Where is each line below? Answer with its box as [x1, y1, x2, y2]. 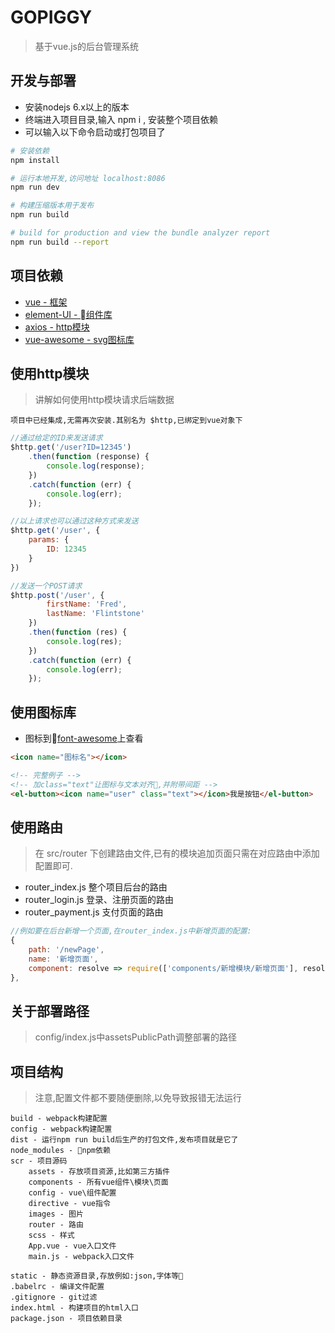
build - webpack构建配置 [10, 1114, 108, 1124]
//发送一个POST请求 [10, 581, 83, 591]
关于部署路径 [10, 1003, 90, 1020]
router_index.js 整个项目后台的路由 [24, 881, 168, 893]
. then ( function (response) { [28, 452, 150, 462]
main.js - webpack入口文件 [28, 1252, 135, 1262]
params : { [28, 535, 70, 545]
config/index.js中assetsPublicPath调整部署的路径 [34, 1031, 238, 1043]
